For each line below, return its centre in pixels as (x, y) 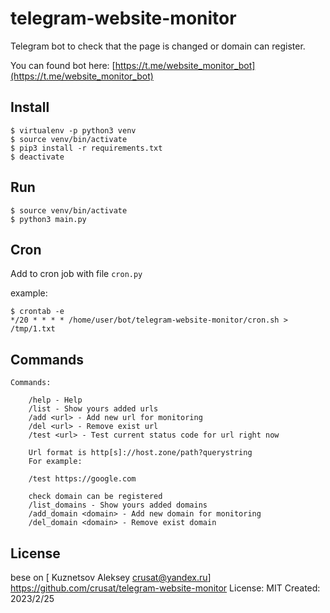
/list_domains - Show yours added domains (118, 505)
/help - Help (55, 400)
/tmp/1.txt (33, 329)
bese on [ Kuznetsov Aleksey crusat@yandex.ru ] (111, 577)
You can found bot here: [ (63, 65)
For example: (55, 462)
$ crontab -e (37, 312)
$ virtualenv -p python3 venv (73, 130)
